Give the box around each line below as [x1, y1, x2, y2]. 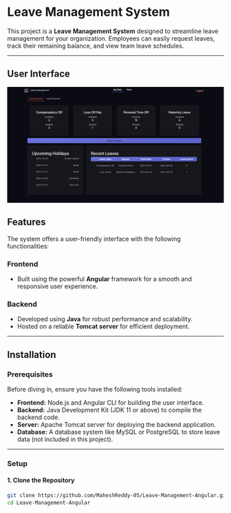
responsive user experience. [16, 282, 98, 290]
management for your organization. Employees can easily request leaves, [7, 34, 215, 42]
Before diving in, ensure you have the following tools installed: [7, 385, 184, 394]
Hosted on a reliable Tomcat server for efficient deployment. [16, 322, 190, 331]
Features [7, 217, 46, 228]
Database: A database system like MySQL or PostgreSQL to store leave [16, 428, 220, 436]
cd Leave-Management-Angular [7, 499, 91, 507]
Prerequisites [7, 370, 53, 379]
